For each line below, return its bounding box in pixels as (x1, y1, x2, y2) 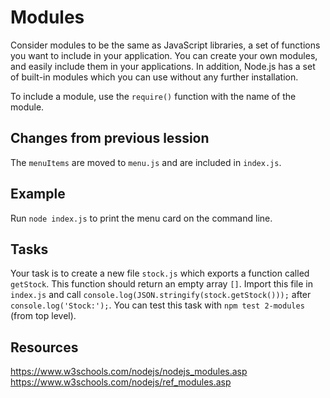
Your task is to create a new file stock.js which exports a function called (10, 267, 310, 280)
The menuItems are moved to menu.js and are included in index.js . (10, 156, 282, 168)
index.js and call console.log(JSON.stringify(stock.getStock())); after (10, 289, 312, 301)
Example (10, 186, 66, 203)
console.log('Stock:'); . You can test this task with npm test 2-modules (10, 299, 305, 311)
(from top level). (10, 310, 77, 322)
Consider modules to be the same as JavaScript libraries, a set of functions (10, 39, 321, 51)
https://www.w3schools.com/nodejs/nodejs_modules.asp (10, 366, 248, 378)
